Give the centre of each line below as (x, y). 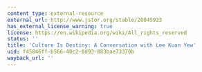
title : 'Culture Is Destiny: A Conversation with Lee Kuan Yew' (102, 45)
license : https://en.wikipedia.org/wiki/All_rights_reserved (97, 33)
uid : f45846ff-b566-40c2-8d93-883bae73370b (71, 52)
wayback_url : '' (30, 58)
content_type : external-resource (55, 13)
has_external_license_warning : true (60, 26)
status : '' (23, 39)
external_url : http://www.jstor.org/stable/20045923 (85, 20)
